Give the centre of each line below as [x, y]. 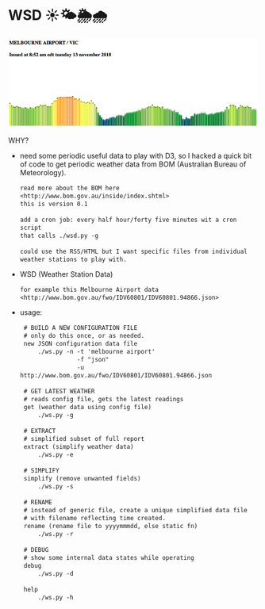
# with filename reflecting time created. [95, 519]
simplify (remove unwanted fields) [82, 479]
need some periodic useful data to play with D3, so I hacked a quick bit [136, 156]
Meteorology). [43, 173]
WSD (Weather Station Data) [66, 274]
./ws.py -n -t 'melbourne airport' [96, 352]
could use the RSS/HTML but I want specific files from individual [133, 252]
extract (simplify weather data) [79, 447]
